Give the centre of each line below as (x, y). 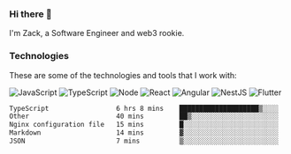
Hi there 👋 (31, 14)
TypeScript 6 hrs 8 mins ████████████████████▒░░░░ (144, 108)
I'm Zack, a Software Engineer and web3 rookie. (97, 33)
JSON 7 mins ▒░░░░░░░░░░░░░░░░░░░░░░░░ (144, 141)
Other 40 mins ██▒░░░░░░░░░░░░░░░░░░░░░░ (144, 117)
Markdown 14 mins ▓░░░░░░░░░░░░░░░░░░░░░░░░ (144, 133)
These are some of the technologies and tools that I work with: (123, 75)
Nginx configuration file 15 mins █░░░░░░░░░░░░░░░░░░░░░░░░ (144, 125)
